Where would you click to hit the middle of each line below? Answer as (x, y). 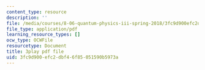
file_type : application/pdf (42, 29)
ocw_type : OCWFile (30, 40)
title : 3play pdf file (35, 52)
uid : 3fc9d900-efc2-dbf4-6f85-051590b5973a (63, 57)
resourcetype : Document (37, 46)
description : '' (27, 18)
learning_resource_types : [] (43, 35)
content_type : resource (37, 12)
